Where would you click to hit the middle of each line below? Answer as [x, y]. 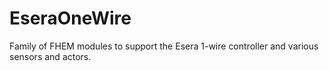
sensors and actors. [50, 56]
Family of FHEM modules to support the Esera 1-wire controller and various [164, 46]
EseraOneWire [70, 18]
